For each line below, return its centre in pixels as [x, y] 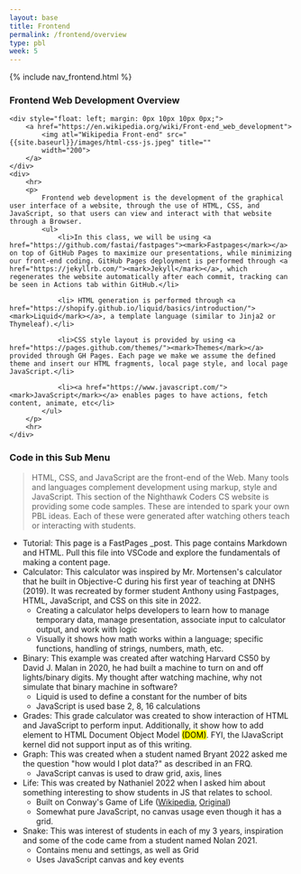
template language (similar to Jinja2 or [197, 317]
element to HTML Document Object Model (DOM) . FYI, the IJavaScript [153, 735]
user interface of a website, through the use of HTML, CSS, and [134, 206]
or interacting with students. [84, 525]
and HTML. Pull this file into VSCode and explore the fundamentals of [151, 553]
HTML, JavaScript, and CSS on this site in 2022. [112, 600]
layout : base [34, 18]
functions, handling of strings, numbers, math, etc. [130, 648]
